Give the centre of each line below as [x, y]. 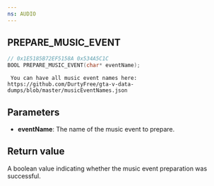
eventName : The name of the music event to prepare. [96, 129]
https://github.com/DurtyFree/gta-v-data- [71, 85]
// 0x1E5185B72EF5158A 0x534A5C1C [58, 59]
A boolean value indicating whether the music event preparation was [107, 168]
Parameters [34, 112]
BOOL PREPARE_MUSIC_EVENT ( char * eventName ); [74, 65]
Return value [36, 152]
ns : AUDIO [22, 14]
